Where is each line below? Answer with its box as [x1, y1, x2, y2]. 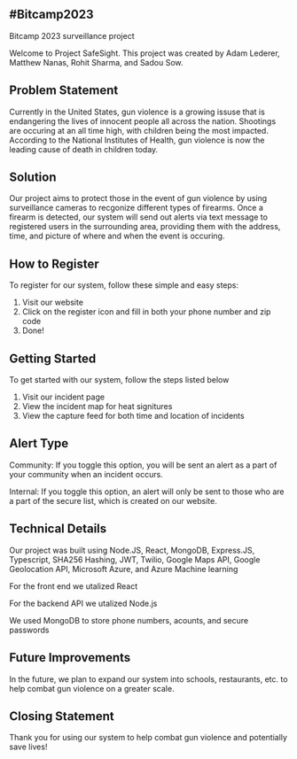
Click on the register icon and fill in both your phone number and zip [21, 306, 271, 317]
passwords [9, 624, 50, 635]
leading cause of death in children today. [9, 143, 159, 154]
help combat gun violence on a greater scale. [9, 683, 175, 693]
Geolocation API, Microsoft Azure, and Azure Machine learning [9, 563, 238, 574]
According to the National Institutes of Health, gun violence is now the [9, 135, 265, 145]
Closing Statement [9, 709, 115, 724]
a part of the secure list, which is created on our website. [9, 495, 217, 506]
